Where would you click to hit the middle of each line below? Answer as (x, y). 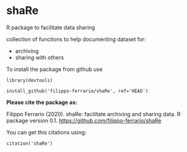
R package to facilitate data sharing (51, 27)
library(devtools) (30, 80)
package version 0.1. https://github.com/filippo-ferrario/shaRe (84, 120)
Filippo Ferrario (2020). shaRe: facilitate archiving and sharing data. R (94, 114)
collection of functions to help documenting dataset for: (76, 39)
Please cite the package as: (42, 102)
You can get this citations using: (46, 132)
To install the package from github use (55, 69)
